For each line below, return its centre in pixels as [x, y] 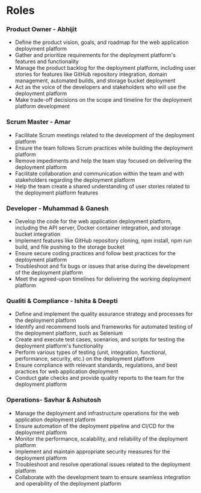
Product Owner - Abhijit [42, 29]
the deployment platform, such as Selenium [69, 333]
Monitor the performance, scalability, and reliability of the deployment [101, 439]
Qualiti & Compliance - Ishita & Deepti [62, 301]
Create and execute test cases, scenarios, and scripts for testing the [100, 340]
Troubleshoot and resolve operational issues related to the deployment [103, 464]
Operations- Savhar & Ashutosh [54, 400]
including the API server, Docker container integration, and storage [98, 228]
